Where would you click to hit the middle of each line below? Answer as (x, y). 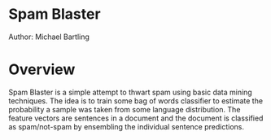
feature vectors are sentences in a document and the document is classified (136, 118)
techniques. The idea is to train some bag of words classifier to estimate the (135, 101)
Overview (42, 70)
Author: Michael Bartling (49, 37)
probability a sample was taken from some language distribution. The (125, 109)
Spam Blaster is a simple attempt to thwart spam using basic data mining (130, 92)
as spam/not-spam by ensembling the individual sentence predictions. (127, 126)
